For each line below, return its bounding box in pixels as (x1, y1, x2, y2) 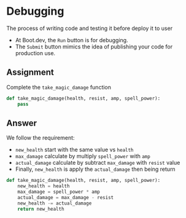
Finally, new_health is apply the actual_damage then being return (15, 165, 176, 173)
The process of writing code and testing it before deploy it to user (6, 24, 173, 32)
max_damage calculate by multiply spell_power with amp (15, 152, 150, 160)
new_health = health (17, 183, 70, 189)
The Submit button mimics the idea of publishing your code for (15, 43, 173, 50)
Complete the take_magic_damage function (6, 83, 112, 91)
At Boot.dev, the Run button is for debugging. (15, 36, 128, 43)
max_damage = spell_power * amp (17, 189, 100, 195)
